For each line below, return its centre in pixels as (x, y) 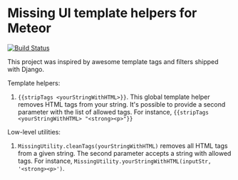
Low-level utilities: (34, 132)
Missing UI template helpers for (102, 13)
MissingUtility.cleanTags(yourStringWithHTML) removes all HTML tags (123, 145)
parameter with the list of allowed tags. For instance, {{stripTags (113, 112)
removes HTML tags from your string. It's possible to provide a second (121, 104)
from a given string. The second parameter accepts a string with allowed (124, 153)
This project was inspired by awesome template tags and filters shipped (113, 61)
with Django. (26, 69)
